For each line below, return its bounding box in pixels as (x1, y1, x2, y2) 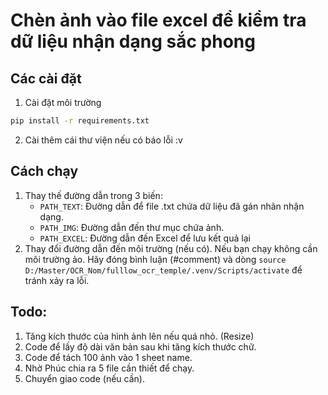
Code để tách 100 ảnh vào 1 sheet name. (24, 351, 193, 363)
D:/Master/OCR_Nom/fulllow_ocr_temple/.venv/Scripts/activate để (24, 264, 303, 276)
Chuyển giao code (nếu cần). (24, 372, 145, 384)
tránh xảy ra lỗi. (24, 274, 90, 286)
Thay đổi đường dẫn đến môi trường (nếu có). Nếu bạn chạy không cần (24, 242, 318, 254)
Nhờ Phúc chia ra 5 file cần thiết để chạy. (24, 362, 195, 374)
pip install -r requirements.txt (10, 116, 150, 126)
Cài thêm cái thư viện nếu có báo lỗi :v (24, 134, 183, 146)
